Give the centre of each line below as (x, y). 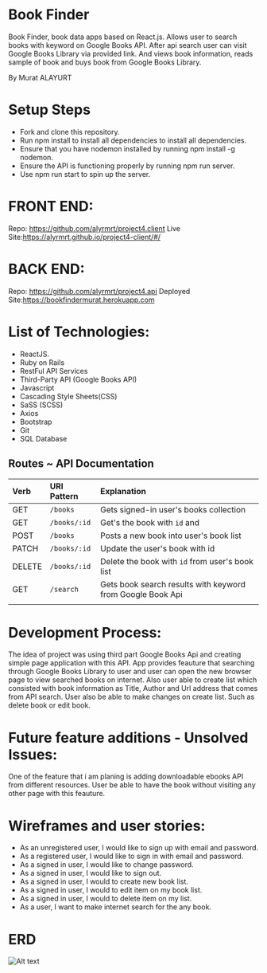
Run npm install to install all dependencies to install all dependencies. (133, 140)
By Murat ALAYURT (40, 77)
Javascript (37, 387)
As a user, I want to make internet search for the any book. (116, 907)
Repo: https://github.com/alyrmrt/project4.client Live (95, 228)
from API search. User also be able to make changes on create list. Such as (132, 697)
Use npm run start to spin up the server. (85, 174)
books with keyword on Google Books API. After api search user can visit (128, 45)
